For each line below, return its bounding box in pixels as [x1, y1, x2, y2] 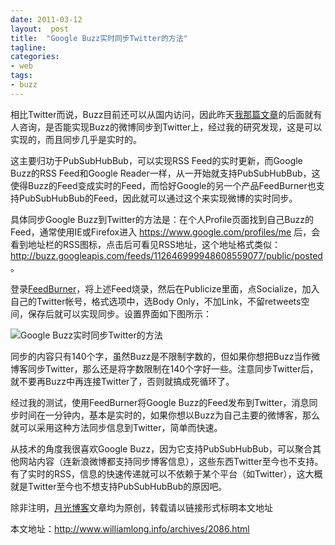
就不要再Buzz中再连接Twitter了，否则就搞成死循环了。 [10, 375, 235, 387]
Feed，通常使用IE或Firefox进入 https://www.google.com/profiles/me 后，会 [10, 226, 321, 238]
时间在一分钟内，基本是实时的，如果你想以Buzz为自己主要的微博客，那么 [18, 409, 320, 421]
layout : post [10, 24, 70, 34]
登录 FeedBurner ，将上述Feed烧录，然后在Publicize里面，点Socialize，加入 [10, 282, 320, 295]
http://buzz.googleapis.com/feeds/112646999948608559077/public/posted [10, 249, 323, 261]
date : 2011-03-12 [10, 14, 83, 25]
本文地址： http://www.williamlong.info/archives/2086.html [10, 522, 250, 535]
